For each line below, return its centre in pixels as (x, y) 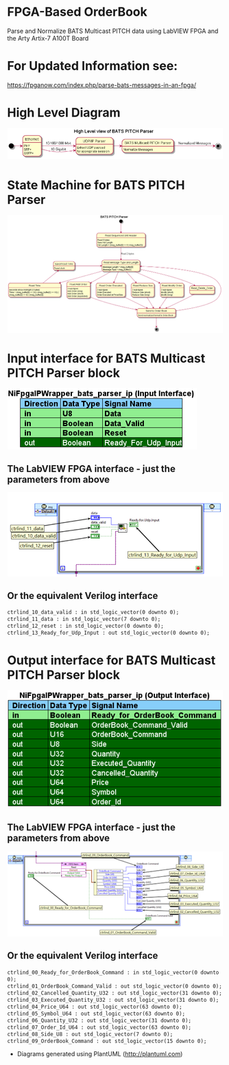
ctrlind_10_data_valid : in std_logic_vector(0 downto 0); (93, 612)
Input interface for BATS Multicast (106, 358)
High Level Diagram (64, 113)
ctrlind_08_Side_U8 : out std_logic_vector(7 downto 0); (90, 1034)
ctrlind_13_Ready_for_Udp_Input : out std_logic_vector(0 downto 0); (109, 633)
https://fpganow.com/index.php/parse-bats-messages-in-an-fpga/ (102, 85)
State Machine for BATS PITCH (96, 185)
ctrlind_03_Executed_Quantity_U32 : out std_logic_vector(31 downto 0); (113, 1000)
